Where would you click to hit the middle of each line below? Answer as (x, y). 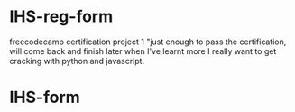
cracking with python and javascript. (77, 61)
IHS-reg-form (61, 17)
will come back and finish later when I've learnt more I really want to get (143, 51)
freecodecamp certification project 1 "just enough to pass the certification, (148, 42)
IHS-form (45, 98)
